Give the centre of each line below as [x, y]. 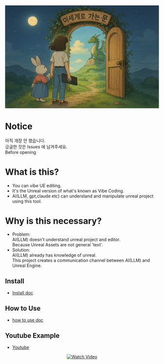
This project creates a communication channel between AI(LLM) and [81, 261]
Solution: [21, 250]
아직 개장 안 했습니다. [25, 141]
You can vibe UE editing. [37, 185]
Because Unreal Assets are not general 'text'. [58, 245]
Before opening [21, 152]
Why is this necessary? [53, 221]
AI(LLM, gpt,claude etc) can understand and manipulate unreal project [83, 196]
